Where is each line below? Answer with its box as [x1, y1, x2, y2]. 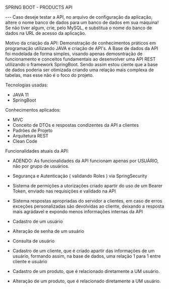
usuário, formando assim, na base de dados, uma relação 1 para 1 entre [12, 253, 161, 259]
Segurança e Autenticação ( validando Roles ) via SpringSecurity [12, 173, 147, 179]
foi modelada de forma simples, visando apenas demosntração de [5, 51, 143, 57]
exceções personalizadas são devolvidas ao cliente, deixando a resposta [12, 203, 164, 209]
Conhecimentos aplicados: [5, 107, 61, 113]
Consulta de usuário [12, 238, 55, 244]
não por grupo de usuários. [12, 163, 70, 169]
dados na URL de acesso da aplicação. [5, 30, 86, 36]
